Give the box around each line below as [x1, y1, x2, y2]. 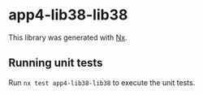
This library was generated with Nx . [8, 32, 127, 42]
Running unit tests [8, 56, 103, 70]
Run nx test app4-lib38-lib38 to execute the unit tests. [8, 77, 196, 87]
